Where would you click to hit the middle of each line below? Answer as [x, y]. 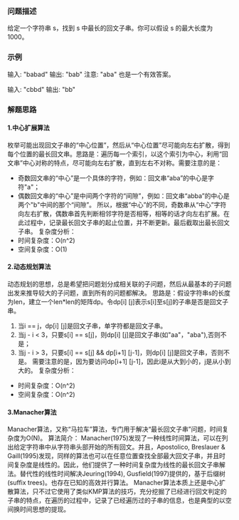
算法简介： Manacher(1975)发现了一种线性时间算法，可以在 [135, 438]
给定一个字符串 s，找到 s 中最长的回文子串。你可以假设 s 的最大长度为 [110, 28]
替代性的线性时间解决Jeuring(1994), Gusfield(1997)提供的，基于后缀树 [123, 474]
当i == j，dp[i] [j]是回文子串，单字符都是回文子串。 [92, 326]
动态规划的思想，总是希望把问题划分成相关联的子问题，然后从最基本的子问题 [119, 284]
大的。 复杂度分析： [47, 370]
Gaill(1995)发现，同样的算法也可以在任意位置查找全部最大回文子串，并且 [113, 456]
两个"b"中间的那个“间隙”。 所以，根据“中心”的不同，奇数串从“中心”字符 [122, 204]
